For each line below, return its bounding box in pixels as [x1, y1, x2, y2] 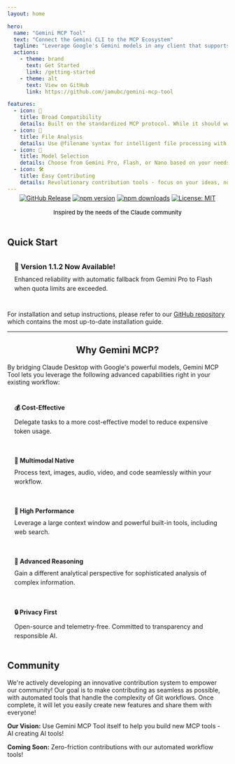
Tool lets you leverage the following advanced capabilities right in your [7, 370, 211, 378]
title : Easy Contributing [20, 172, 96, 179]
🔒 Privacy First [14, 608, 57, 616]
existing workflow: [7, 378, 61, 386]
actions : [13, 49, 39, 56]
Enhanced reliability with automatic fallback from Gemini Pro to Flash [14, 275, 213, 284]
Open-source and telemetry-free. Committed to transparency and [14, 622, 204, 631]
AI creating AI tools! [7, 729, 64, 737]
